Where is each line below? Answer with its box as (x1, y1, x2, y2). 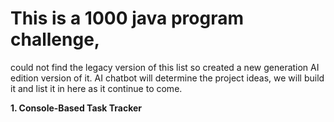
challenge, (10, 28, 101, 51)
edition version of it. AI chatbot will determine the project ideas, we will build (10, 72, 325, 84)
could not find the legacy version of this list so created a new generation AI (10, 61, 320, 73)
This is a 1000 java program (10, 7, 244, 30)
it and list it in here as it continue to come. (10, 82, 183, 94)
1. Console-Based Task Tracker (10, 102, 143, 114)
